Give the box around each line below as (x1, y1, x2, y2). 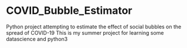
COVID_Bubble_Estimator (6, 4, 133, 17)
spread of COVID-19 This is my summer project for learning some (6, 29, 164, 36)
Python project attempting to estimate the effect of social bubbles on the (6, 23, 182, 30)
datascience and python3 (6, 35, 68, 42)
